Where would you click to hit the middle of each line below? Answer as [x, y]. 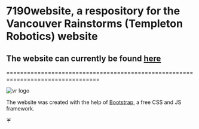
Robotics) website [52, 36]
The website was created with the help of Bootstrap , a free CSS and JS [94, 102]
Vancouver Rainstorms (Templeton [95, 24]
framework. [20, 108]
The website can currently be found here [84, 58]
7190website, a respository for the [93, 11]
